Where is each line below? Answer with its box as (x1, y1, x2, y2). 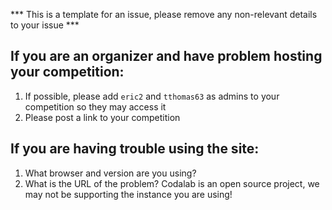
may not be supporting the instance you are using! (24, 188, 233, 200)
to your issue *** (10, 19, 80, 31)
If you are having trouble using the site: (10, 140, 260, 158)
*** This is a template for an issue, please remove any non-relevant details (10, 9, 318, 20)
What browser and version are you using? (24, 167, 197, 179)
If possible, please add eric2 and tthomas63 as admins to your (24, 90, 280, 102)
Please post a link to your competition (24, 111, 181, 123)
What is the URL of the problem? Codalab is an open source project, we (24, 177, 320, 189)
